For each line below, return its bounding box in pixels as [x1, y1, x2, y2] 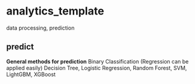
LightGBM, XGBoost [6, 71, 56, 78]
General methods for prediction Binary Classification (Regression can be [6, 57, 189, 65]
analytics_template [6, 4, 104, 18]
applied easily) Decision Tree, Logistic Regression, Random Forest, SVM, [6, 64, 187, 71]
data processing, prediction [6, 24, 75, 31]
